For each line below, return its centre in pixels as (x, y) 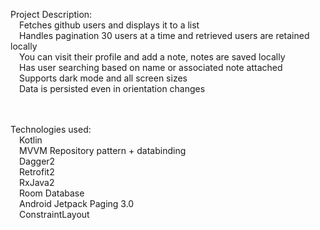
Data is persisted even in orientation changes (112, 88)
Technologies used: (51, 129)
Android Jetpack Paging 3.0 (77, 203)
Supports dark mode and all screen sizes (103, 78)
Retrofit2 (37, 172)
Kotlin (31, 140)
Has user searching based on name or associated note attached (151, 67)
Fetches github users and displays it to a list (109, 25)
